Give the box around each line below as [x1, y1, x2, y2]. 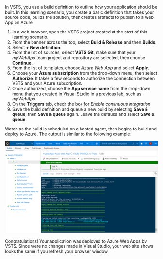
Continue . [12, 60, 33, 65]
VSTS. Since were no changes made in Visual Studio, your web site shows [5, 243, 154, 249]
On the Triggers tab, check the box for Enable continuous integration [12, 101, 151, 107]
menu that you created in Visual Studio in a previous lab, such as [12, 91, 142, 97]
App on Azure [5, 19, 33, 25]
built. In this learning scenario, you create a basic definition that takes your [5, 9, 154, 15]
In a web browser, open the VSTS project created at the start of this [12, 29, 147, 34]
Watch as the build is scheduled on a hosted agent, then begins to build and [5, 126, 157, 131]
